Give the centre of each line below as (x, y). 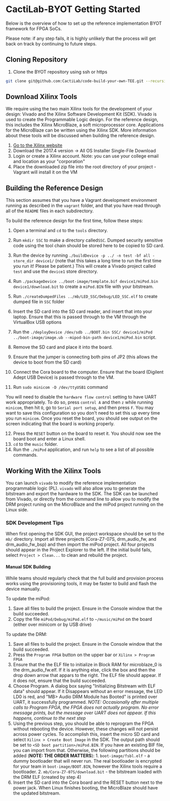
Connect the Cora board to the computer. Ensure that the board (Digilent (88, 372)
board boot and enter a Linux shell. (49, 439)
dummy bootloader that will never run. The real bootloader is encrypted (87, 761)
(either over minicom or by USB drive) (52, 624)
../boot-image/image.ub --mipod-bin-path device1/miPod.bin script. (85, 337)
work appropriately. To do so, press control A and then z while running (79, 403)
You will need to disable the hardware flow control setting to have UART (81, 397)
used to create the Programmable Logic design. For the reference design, (82, 120)
